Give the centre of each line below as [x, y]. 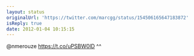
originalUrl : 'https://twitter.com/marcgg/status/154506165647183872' [98, 18]
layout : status [26, 12]
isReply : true [24, 23]
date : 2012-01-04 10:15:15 [40, 29]
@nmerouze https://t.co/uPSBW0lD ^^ [54, 46]
